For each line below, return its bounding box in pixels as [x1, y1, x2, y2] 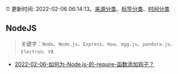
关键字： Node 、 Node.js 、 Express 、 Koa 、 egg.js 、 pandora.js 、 [20, 40, 176, 47]
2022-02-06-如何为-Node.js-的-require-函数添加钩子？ [14, 60, 155, 68]
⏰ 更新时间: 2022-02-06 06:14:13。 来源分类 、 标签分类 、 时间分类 [5, 5, 170, 12]
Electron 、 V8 [20, 47, 54, 55]
